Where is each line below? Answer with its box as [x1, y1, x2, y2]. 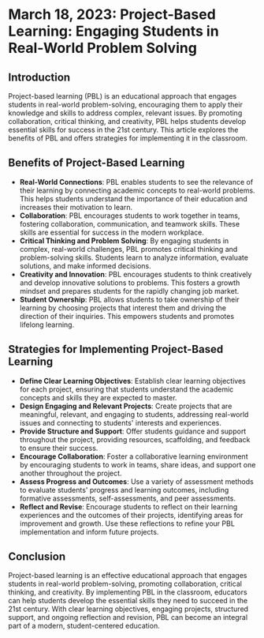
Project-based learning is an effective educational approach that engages [8, 571, 247, 580]
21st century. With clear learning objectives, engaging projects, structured [8, 604, 249, 614]
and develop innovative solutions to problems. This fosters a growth [19, 278, 240, 287]
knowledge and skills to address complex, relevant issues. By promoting [8, 108, 243, 118]
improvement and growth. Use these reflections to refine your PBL [19, 519, 235, 528]
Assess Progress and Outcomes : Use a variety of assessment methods [19, 476, 254, 486]
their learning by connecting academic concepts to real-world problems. [19, 186, 255, 195]
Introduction [8, 70, 71, 84]
